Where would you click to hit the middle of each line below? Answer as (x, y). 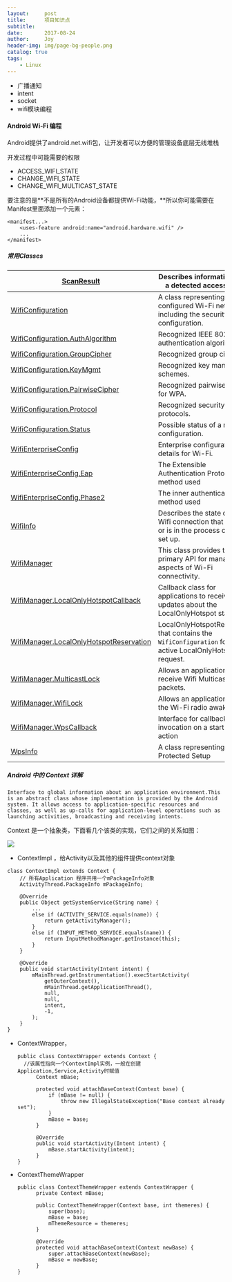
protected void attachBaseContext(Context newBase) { (115, 1247)
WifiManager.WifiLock (47, 703)
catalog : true (28, 53)
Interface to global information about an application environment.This (114, 792)
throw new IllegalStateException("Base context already (143, 1101)
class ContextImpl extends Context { (61, 871)
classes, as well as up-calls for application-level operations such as (114, 810)
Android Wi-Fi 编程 (35, 126)
